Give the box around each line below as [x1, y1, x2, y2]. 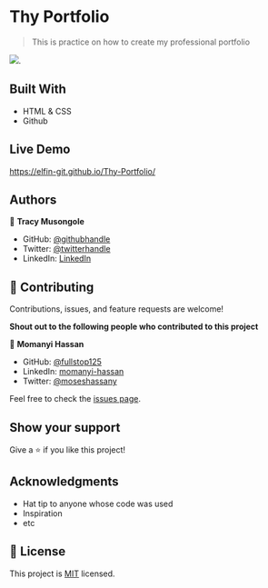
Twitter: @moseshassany [22, 375, 118, 387]
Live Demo [9, 142, 71, 157]
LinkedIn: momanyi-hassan [22, 366, 124, 377]
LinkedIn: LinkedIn [22, 253, 92, 264]
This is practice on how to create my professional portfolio [31, 36, 251, 47]
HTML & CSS [22, 105, 72, 116]
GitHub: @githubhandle [22, 234, 111, 244]
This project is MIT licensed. [9, 568, 115, 579]
